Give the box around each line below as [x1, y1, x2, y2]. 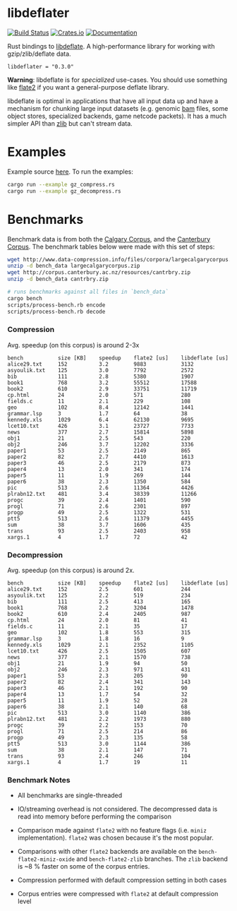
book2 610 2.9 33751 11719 [7, 385, 197, 393]
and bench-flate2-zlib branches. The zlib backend [76, 855, 228, 863]
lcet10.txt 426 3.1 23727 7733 [7, 422, 194, 429]
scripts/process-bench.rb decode [7, 308, 106, 315]
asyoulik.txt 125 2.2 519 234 [7, 592, 191, 600]
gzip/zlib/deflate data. [7, 49, 72, 58]
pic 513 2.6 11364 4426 [7, 484, 194, 492]
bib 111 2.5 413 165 [7, 598, 191, 605]
